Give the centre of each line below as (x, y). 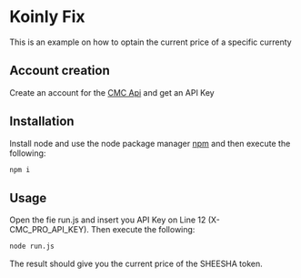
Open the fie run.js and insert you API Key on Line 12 (108, 220)
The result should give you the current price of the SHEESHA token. (136, 264)
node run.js (32, 247)
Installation (42, 122)
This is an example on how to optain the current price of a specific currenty (151, 42)
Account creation (60, 71)
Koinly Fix (47, 17)
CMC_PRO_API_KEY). (49, 230)
